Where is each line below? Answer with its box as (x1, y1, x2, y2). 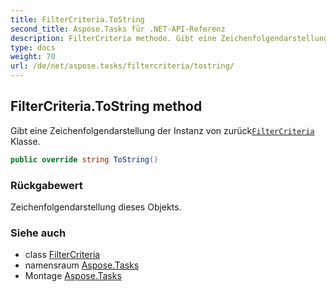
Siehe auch (10, 226, 67, 240)
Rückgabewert (10, 178, 83, 192)
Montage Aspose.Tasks (24, 270, 122, 282)
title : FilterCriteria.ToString (10, 14, 145, 25)
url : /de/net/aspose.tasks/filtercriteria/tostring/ (10, 61, 235, 71)
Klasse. (10, 135, 41, 147)
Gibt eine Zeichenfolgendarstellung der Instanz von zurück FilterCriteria (10, 124, 315, 136)
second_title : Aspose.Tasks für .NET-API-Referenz (10, 24, 226, 34)
